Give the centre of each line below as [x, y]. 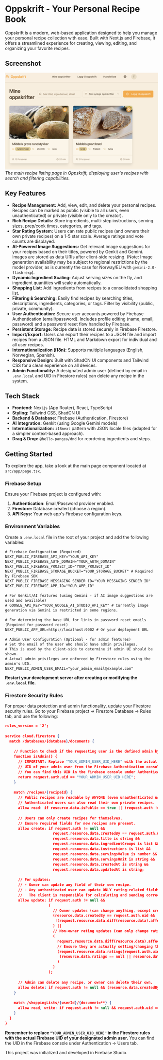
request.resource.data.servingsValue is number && [105, 854]
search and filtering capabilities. [38, 178]
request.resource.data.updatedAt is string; [98, 869]
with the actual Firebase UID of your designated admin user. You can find [80, 1038]
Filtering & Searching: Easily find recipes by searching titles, [73, 298]
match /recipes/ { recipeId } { [43, 792]
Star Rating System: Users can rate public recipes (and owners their [81, 231]
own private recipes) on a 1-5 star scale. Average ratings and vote [78, 236]
